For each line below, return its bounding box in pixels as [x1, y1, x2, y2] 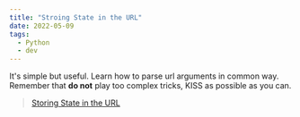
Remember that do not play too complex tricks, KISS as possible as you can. [9, 80, 292, 91]
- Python [17, 38, 50, 47]
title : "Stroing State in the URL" [9, 13, 143, 22]
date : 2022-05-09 [9, 21, 75, 30]
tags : [9, 29, 30, 38]
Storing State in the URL [31, 97, 121, 108]
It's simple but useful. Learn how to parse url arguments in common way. [9, 71, 279, 81]
